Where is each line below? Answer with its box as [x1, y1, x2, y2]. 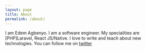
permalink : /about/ [5, 16, 46, 21]
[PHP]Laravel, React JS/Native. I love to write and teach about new [5, 35, 142, 41]
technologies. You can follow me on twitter [5, 41, 93, 47]
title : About [5, 12, 32, 17]
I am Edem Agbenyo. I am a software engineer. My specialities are [5, 30, 140, 36]
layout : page [5, 7, 32, 12]
